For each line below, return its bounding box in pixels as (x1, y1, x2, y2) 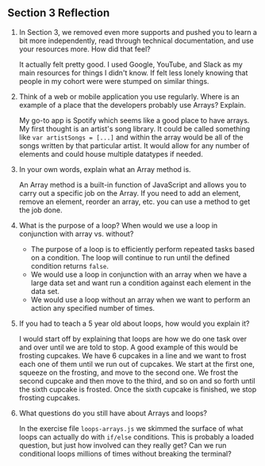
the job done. (18, 205, 63, 215)
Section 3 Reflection (7, 6, 110, 20)
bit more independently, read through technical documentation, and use (18, 36, 255, 45)
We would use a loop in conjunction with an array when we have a (30, 269, 248, 279)
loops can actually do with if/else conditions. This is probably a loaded (18, 432, 255, 441)
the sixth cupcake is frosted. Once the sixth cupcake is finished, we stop (18, 384, 257, 394)
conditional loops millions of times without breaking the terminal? (18, 449, 232, 458)
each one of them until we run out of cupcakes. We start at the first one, (18, 359, 255, 369)
